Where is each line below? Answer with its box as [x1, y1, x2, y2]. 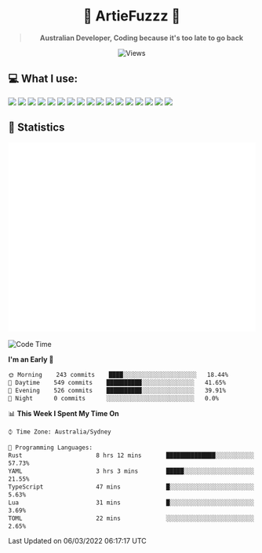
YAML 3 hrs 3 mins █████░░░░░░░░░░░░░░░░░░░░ [8, 467, 255, 475]
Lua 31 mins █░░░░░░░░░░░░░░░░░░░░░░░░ [8, 499, 255, 507]
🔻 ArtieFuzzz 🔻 [82, 7, 181, 25]
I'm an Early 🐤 [8, 354, 54, 364]
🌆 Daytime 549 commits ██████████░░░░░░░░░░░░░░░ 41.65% [8, 378, 226, 386]
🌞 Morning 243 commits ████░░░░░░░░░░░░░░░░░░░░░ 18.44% [8, 371, 229, 378]
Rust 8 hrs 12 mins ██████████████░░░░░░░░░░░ [8, 452, 255, 459]
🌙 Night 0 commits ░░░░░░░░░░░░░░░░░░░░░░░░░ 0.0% [8, 394, 220, 402]
